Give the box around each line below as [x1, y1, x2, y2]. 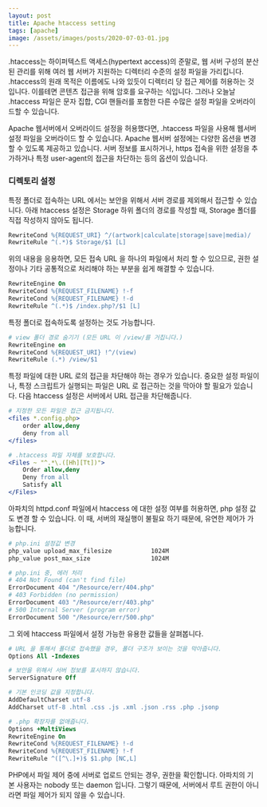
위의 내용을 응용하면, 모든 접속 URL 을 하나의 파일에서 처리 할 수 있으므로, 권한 [8, 254, 251, 263]
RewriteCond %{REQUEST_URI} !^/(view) [8, 348, 137, 356]
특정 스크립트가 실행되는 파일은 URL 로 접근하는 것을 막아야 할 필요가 [18, 381, 233, 391]
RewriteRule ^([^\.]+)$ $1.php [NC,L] [8, 755, 137, 763]
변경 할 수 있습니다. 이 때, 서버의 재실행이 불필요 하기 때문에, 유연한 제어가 [16, 513, 245, 523]
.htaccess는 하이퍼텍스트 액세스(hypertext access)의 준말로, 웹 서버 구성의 [8, 57, 245, 66]
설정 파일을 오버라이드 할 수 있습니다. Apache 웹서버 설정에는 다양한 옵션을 [8, 133, 241, 144]
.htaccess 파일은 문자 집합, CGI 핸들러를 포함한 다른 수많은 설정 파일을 [8, 97, 229, 106]
